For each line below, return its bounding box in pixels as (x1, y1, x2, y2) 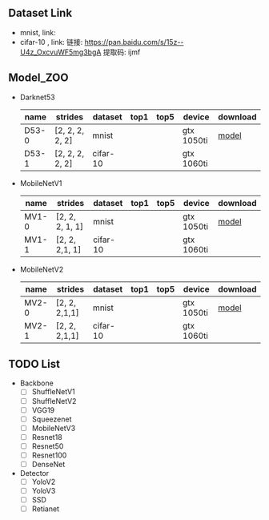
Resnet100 (31, 450, 67, 460)
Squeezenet (31, 414, 72, 424)
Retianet (31, 504, 60, 514)
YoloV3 (31, 486, 56, 496)
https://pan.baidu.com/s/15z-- (84, 37, 184, 46)
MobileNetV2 (19, 264, 64, 274)
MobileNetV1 (19, 178, 62, 187)
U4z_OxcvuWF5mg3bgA (19, 47, 102, 57)
